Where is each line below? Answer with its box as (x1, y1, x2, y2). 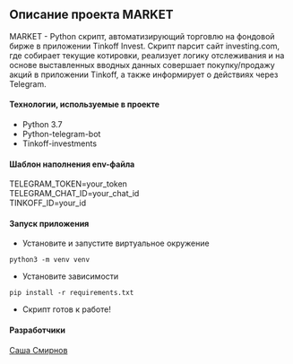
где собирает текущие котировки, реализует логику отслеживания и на (9, 49, 285, 61)
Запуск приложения (9, 218, 90, 229)
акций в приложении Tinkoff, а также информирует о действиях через (9, 69, 279, 80)
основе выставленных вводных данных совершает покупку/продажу (9, 59, 275, 70)
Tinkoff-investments (22, 138, 97, 149)
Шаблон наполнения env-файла (9, 159, 135, 169)
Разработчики (9, 325, 65, 335)
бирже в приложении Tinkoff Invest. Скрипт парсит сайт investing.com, (9, 40, 280, 51)
